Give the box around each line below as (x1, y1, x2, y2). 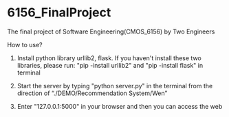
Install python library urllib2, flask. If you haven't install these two (17, 53, 201, 62)
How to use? (7, 40, 43, 49)
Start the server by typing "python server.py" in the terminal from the (17, 81, 213, 90)
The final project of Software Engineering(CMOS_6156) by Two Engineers (7, 27, 215, 36)
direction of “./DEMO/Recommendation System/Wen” (17, 89, 168, 97)
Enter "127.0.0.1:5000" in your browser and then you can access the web (17, 102, 223, 110)
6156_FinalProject (7, 5, 111, 21)
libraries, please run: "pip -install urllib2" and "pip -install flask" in (17, 61, 204, 69)
